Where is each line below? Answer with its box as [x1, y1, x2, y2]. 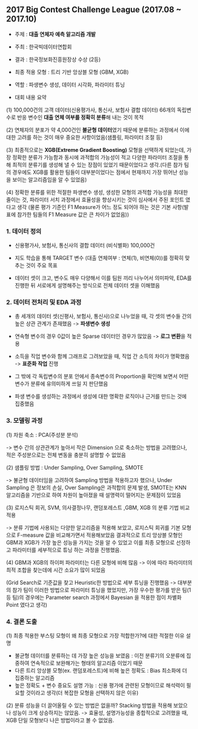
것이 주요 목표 [25, 262, 58, 269]
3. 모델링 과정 [6, 417, 43, 425]
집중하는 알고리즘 [14, 674, 55, 682]
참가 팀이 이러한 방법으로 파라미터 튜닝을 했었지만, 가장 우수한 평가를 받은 [12, 586, 181, 593]
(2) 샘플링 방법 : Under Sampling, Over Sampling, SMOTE [6, 464, 144, 471]
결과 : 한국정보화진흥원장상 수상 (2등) [14, 56, 101, 63]
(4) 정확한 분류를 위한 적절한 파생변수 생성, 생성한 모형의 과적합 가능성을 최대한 [6, 188, 188, 195]
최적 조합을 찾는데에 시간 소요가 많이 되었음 [6, 566, 106, 573]
